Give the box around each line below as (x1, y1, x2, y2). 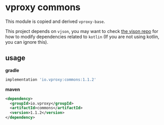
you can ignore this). (5, 39, 48, 45)
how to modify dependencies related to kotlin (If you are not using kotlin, (5, 34, 159, 40)
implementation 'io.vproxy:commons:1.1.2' (5, 77, 96, 82)
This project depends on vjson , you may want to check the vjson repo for (5, 28, 158, 34)
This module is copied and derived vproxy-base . (5, 18, 106, 24)
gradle (5, 67, 19, 73)
